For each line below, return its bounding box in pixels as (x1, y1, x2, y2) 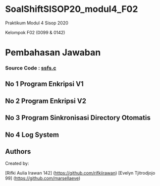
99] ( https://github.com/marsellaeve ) (5, 175, 81, 182)
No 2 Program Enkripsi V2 (5, 97, 87, 105)
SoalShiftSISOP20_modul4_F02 (5, 3, 138, 15)
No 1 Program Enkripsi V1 (5, 80, 84, 88)
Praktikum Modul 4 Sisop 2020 (5, 20, 68, 26)
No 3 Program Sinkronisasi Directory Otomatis (5, 114, 151, 122)
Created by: (5, 160, 29, 167)
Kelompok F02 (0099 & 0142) (5, 29, 65, 35)
